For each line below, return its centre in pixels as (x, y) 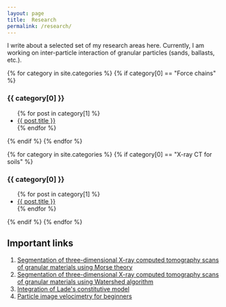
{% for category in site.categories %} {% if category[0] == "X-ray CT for (110, 154)
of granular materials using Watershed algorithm (85, 282)
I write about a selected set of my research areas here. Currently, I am (106, 46)
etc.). (14, 60)
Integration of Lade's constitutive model (73, 289)
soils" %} (20, 161)
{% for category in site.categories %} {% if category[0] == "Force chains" (112, 73)
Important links (40, 243)
